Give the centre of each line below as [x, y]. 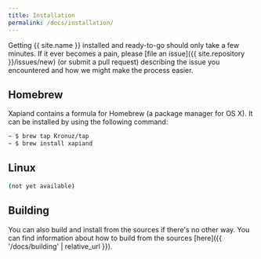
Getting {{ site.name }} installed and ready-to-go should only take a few [124, 45]
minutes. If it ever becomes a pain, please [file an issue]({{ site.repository [127, 53]
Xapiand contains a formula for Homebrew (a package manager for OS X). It [130, 114]
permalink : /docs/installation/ [61, 23]
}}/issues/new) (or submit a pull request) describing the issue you [114, 62]
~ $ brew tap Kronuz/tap [49, 137]
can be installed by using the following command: [88, 122]
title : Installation [42, 15]
